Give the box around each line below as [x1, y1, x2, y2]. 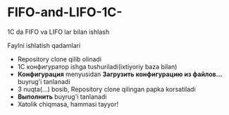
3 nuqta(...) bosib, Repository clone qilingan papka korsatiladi [17, 85, 196, 93]
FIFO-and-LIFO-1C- [7, 4, 123, 20]
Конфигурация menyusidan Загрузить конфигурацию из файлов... [17, 70, 223, 78]
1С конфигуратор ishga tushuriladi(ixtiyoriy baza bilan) [17, 62, 178, 71]
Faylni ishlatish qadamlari [7, 41, 81, 49]
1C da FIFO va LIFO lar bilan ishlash [7, 28, 110, 36]
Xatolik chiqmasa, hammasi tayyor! [17, 99, 118, 108]
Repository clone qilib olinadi [17, 54, 102, 63]
